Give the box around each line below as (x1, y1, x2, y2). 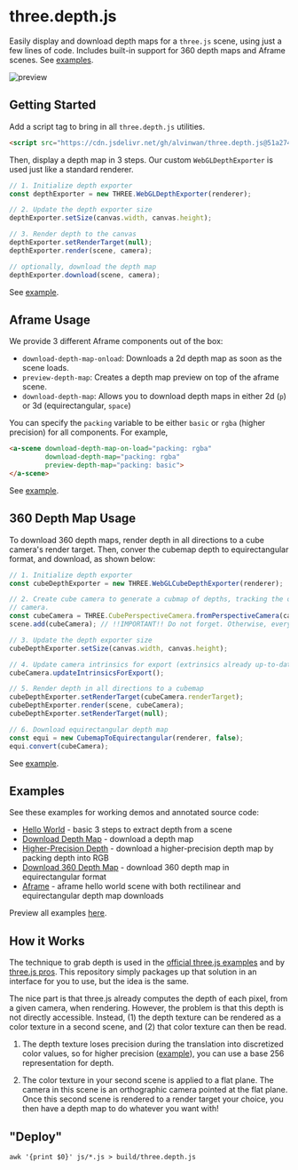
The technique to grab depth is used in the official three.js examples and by (9, 958, 286, 968)
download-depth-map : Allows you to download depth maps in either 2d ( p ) (21, 391, 286, 402)
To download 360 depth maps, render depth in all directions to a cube (9, 534, 264, 545)
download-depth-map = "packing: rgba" (44, 453, 180, 461)
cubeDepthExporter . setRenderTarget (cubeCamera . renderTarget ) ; (9, 693, 244, 701)
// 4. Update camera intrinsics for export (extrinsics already (9, 660, 252, 669)
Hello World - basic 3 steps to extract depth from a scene (21, 824, 232, 835)
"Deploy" (9, 1129, 62, 1144)
